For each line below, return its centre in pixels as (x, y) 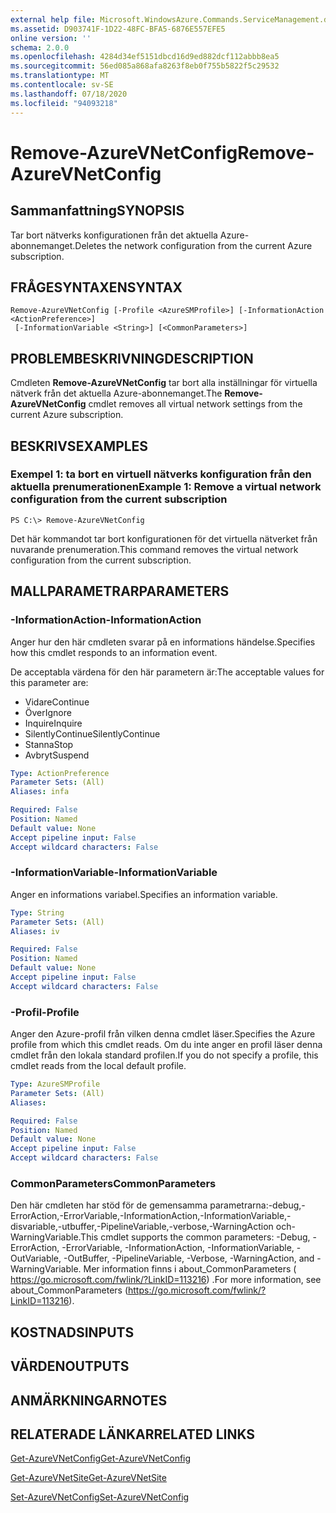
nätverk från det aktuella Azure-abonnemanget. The (116, 393)
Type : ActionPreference (60, 773)
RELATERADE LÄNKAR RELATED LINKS (133, 1434)
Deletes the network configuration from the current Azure (193, 245)
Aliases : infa (40, 792)
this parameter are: (49, 682)
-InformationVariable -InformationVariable (114, 873)
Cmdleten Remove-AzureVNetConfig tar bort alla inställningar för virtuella (164, 383)
